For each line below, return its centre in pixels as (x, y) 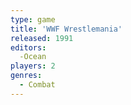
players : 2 (33, 66)
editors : (28, 47)
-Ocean (33, 57)
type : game (33, 19)
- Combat (37, 85)
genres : (26, 76)
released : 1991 (42, 38)
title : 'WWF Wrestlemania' (66, 29)
